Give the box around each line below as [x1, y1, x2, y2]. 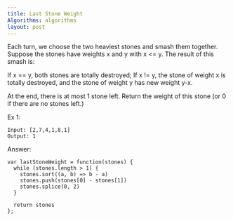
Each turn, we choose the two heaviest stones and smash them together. [7, 43, 218, 51]
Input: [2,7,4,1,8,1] [7, 127, 71, 134]
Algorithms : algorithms [7, 17, 77, 24]
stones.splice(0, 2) [20, 183, 80, 190]
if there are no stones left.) [7, 100, 84, 108]
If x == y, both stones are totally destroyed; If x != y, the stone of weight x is [7, 71, 226, 79]
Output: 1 [7, 133, 36, 140]
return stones [13, 201, 55, 209]
